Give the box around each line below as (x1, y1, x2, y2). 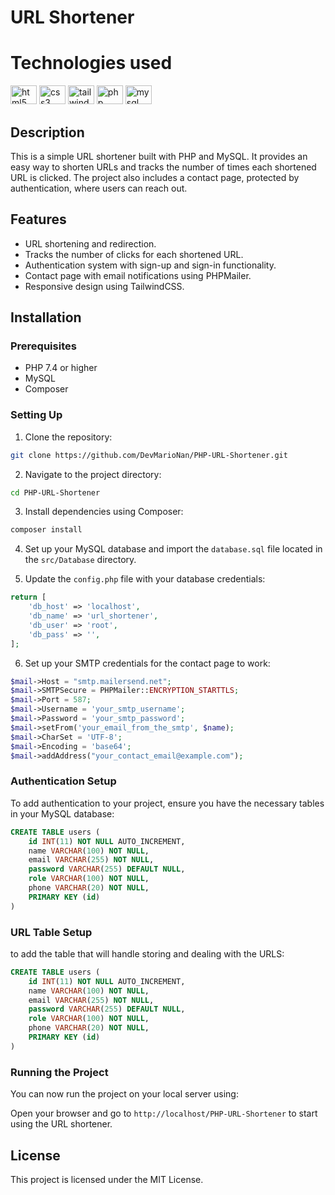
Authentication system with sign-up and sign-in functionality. (24, 259, 277, 271)
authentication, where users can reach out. (10, 182, 188, 194)
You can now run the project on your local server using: (10, 1088, 239, 1100)
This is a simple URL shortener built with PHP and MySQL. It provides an (10, 150, 308, 162)
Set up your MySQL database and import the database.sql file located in (24, 543, 323, 555)
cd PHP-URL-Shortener (10, 487, 101, 498)
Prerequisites (10, 339, 77, 353)
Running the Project (10, 1065, 109, 1079)
